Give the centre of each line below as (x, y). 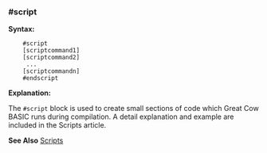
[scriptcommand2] (51, 58)
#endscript (41, 78)
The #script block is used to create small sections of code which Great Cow (133, 109)
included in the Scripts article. (57, 125)
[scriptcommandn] (51, 71)
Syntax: (22, 29)
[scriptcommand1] (51, 51)
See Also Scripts (36, 140)
